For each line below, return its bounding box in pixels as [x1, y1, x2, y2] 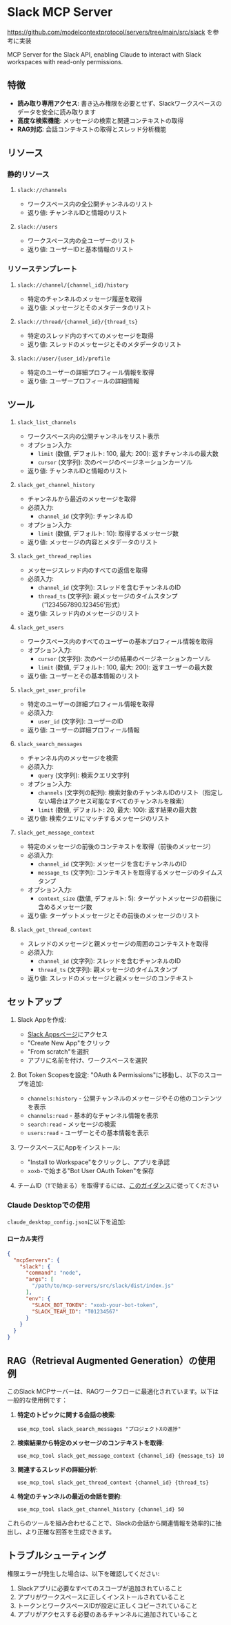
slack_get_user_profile [17, 687, 86, 694]
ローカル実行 [7, 1235, 43, 1243]
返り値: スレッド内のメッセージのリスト [27, 609, 140, 617]
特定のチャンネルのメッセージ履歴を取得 [27, 294, 143, 303]
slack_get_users [17, 624, 64, 631]
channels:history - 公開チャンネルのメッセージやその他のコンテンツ [27, 1094, 222, 1103]
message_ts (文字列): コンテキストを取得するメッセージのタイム [37, 868, 217, 876]
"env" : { [25, 1295, 51, 1302]
